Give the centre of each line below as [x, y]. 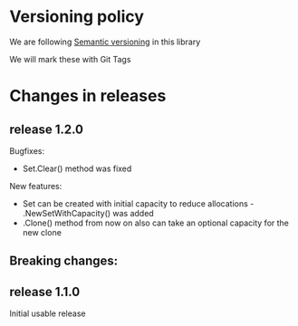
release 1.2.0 [47, 129]
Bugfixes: [27, 150]
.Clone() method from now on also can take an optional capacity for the [156, 223]
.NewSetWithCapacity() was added [88, 213]
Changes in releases [88, 96]
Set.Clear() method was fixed [77, 168]
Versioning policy [77, 17]
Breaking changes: [64, 261]
